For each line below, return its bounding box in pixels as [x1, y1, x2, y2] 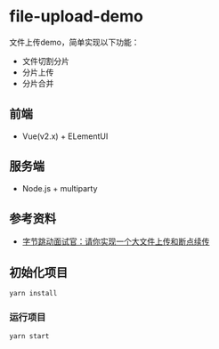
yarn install [9, 289, 58, 298]
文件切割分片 [21, 55, 69, 66]
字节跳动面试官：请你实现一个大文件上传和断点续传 [21, 236, 210, 247]
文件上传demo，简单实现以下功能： [9, 37, 140, 47]
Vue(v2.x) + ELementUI [21, 131, 109, 142]
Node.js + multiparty [21, 183, 98, 193]
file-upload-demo [9, 6, 144, 27]
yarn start [9, 332, 50, 341]
